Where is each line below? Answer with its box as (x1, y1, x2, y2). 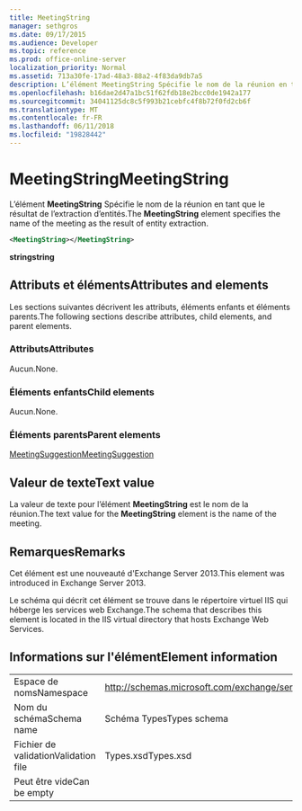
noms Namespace (13, 686, 88, 699)
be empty (13, 786, 55, 798)
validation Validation (13, 749, 96, 762)
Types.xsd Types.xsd (104, 749, 192, 762)
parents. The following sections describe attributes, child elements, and (9, 311, 272, 322)
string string (9, 251, 56, 262)
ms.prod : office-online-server (9, 55, 127, 64)
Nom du (13, 700, 48, 713)
